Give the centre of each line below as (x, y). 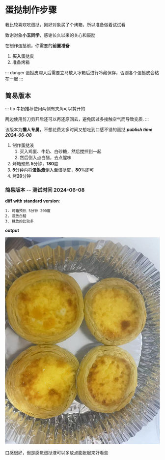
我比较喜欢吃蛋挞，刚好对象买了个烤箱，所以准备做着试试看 (65, 25)
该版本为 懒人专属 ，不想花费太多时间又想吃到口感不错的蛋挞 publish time (79, 129)
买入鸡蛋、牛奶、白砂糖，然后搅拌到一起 (60, 151)
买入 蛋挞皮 (23, 56)
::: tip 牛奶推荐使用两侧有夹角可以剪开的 (45, 108)
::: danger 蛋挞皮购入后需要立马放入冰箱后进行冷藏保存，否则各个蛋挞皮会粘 (82, 72)
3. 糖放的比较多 (19, 221)
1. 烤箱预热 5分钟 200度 (28, 211)
